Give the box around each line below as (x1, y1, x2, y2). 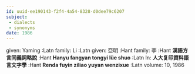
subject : (6, 14, 28, 20)
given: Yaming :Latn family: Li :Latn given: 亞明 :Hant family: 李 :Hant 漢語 (6, 47, 183, 54)
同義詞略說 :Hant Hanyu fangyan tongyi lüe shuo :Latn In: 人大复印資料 (11, 54, 184, 61)
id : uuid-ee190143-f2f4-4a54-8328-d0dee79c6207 (6, 8, 125, 15)
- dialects (8, 19, 35, 25)
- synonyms (8, 24, 35, 31)
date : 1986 (6, 30, 33, 36)
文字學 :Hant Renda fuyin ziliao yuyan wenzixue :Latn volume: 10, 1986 (11, 62, 185, 69)
